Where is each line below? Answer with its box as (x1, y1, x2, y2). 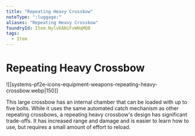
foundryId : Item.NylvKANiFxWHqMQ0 (6, 25, 91, 31)
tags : (6, 31, 19, 37)
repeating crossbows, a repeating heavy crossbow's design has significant (6, 111, 187, 118)
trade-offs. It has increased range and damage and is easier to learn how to (6, 117, 189, 124)
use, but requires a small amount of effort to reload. (6, 123, 131, 130)
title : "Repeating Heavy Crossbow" (6, 8, 93, 15)
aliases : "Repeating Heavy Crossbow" (6, 19, 99, 25)
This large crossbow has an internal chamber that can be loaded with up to (6, 98, 187, 105)
